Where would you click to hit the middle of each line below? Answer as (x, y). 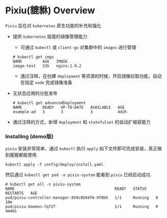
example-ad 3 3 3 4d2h (70, 112)
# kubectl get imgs (33, 57)
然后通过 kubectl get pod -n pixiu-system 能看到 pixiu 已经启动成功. (78, 175)
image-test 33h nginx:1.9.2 (47, 66)
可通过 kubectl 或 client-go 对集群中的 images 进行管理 (78, 47)
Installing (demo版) (29, 136)
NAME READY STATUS (76, 189)
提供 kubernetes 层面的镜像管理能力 (50, 36)
